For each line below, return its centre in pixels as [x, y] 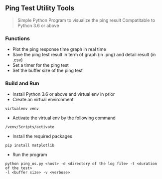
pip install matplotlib [30, 146]
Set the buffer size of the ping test [48, 71]
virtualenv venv [22, 109]
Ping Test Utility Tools [40, 8]
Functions [17, 38]
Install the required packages [42, 136]
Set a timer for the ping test [40, 65]
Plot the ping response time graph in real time [59, 49]
